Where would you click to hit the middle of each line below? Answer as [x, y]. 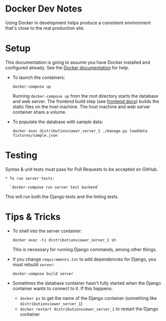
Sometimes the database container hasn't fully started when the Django [87, 283]
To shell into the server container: [47, 231]
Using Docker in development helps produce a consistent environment [78, 23]
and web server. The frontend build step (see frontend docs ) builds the [86, 101]
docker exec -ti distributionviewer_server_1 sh [64, 240]
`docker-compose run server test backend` [55, 187]
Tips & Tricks [33, 217]
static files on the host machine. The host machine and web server [81, 107]
